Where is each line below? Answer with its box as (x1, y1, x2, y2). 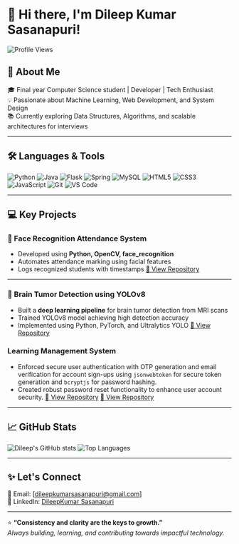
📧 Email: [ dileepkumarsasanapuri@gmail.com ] (7, 490, 142, 498)
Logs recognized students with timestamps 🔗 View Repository (17, 265, 200, 273)
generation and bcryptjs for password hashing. (17, 378, 157, 386)
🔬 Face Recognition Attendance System (7, 233, 147, 243)
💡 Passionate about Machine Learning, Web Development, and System (7, 96, 215, 104)
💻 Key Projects (7, 208, 77, 221)
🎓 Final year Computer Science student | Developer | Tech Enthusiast (7, 85, 213, 94)
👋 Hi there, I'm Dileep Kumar (7, 6, 176, 23)
